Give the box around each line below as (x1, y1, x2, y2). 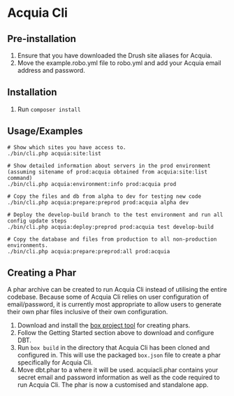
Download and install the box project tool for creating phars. (17, 321, 191, 330)
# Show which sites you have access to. (7, 143, 127, 151)
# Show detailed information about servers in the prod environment (7, 162, 211, 169)
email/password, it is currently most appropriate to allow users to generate (7, 300, 222, 309)
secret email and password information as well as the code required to (17, 373, 220, 382)
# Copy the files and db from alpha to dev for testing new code (7, 192, 201, 200)
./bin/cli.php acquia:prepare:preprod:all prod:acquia (7, 248, 170, 255)
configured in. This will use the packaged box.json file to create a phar (17, 351, 221, 360)
